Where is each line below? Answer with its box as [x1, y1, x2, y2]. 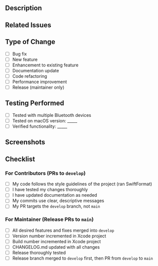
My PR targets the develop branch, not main [12, 203, 100, 210]
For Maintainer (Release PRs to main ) [5, 216, 94, 223]
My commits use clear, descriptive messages [12, 198, 105, 204]
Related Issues [5, 21, 51, 29]
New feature [12, 56, 38, 62]
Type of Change [5, 38, 55, 46]
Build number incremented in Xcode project [12, 238, 101, 244]
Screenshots [5, 138, 45, 147]
